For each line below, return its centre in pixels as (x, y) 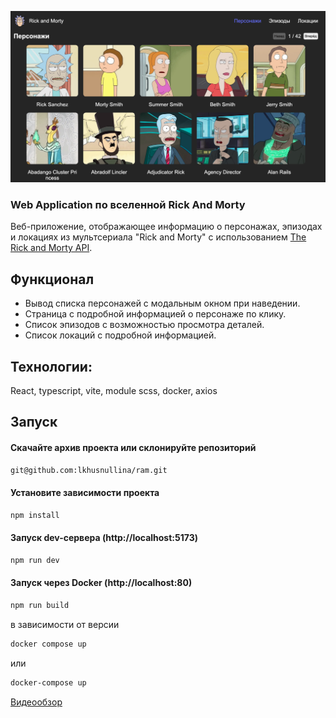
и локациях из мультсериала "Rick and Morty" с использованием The (158, 237)
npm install (35, 515)
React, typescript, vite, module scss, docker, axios (114, 391)
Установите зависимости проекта (85, 493)
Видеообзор (36, 702)
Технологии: (51, 366)
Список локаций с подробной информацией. (120, 335)
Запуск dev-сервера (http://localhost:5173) (104, 538)
